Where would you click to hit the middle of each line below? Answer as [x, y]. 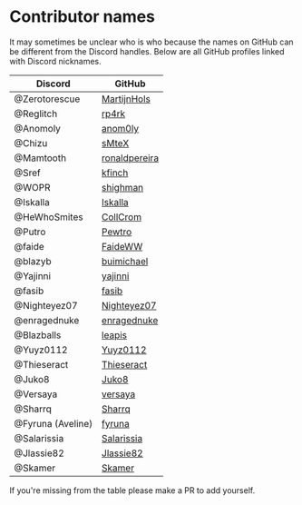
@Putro [30, 232]
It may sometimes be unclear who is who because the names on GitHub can [151, 42]
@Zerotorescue [47, 99]
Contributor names [83, 17]
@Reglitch [36, 114]
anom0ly [120, 128]
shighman [122, 187]
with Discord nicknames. [55, 61]
